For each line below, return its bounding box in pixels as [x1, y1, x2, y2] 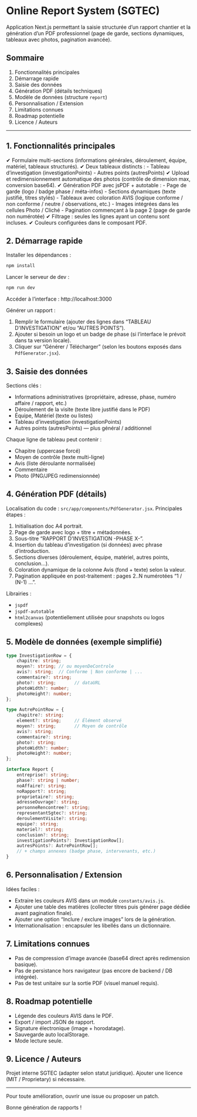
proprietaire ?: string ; [16, 794, 75, 799]
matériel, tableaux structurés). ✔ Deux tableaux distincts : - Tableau [6, 163, 170, 170]
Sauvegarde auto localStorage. [14, 1031, 90, 1038]
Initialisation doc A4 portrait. [14, 522, 83, 529]
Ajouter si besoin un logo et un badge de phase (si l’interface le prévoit [14, 330, 186, 338]
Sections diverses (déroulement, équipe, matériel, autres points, [14, 554, 169, 561]
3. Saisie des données [6, 366, 88, 376]
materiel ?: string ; [16, 826, 64, 832]
